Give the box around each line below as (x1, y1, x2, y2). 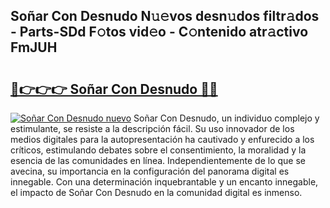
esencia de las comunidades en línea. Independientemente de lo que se (10, 155, 306, 166)
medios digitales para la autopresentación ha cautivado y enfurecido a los (10, 134, 315, 145)
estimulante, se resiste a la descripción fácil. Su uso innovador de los (10, 123, 295, 134)
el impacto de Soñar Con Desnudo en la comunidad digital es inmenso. (10, 187, 303, 198)
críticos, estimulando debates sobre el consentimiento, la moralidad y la (10, 144, 307, 156)
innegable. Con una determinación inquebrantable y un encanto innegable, (10, 176, 319, 188)
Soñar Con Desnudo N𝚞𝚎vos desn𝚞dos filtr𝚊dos (10, 8, 320, 25)
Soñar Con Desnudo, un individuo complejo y (133, 112, 320, 124)
